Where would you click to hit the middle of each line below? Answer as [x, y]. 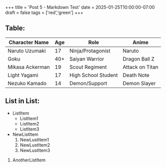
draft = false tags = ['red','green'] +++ [44, 12]
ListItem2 [29, 123]
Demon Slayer [139, 83]
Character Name [29, 42]
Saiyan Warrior [87, 58]
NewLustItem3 [35, 150]
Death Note [136, 75]
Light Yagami [23, 75]
